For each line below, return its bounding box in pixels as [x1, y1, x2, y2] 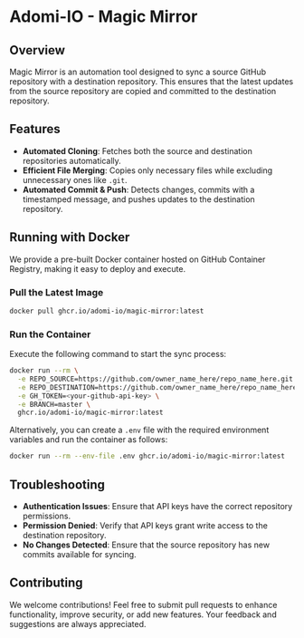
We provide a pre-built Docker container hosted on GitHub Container [9, 254, 266, 265]
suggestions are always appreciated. [9, 618, 147, 629]
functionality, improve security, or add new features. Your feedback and [9, 609, 278, 620]
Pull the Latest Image [9, 285, 104, 298]
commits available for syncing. [22, 549, 138, 560]
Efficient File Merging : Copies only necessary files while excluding [22, 165, 273, 176]
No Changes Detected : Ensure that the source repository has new [22, 539, 270, 550]
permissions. [22, 510, 71, 522]
